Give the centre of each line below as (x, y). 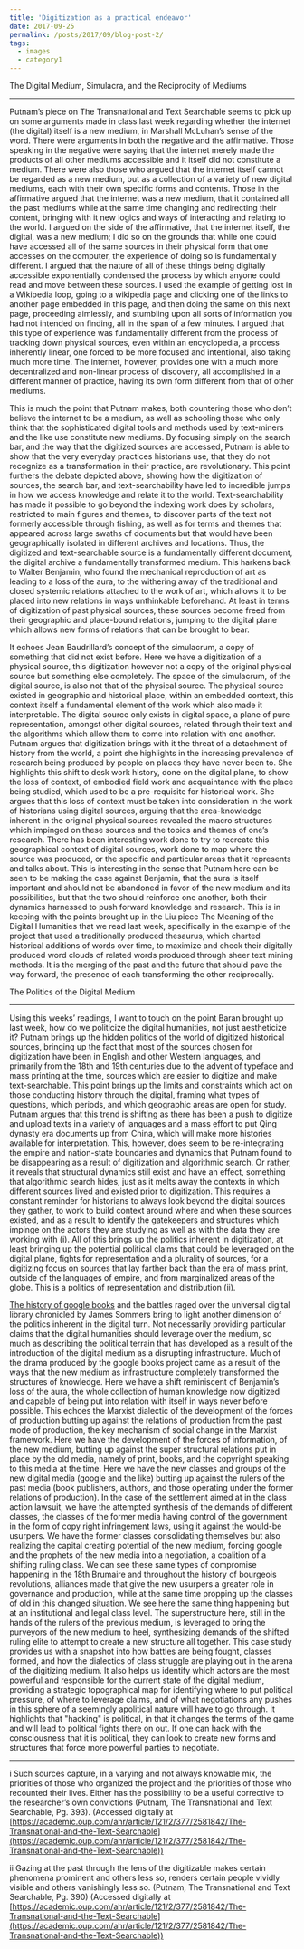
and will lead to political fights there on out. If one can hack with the (136, 1728)
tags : (19, 43)
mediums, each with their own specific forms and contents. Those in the (144, 188)
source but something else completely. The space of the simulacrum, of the (150, 676)
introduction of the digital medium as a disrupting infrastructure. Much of (145, 1353)
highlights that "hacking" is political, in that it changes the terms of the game (152, 1719)
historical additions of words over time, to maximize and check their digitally (151, 946)
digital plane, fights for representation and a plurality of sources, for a (139, 1258)
